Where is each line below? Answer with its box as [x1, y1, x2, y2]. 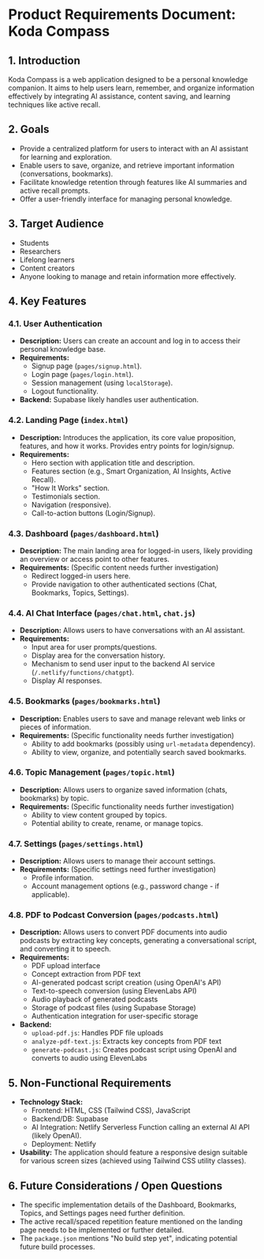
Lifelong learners [19, 254, 75, 264]
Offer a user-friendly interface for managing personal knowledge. [19, 194, 232, 203]
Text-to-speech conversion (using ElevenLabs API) [31, 986, 197, 996]
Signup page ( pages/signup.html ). [31, 361, 142, 371]
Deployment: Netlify [31, 1140, 97, 1149]
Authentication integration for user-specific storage [31, 1012, 199, 1021]
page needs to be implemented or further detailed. [19, 1225, 184, 1234]
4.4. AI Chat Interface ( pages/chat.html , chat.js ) [8, 607, 195, 618]
